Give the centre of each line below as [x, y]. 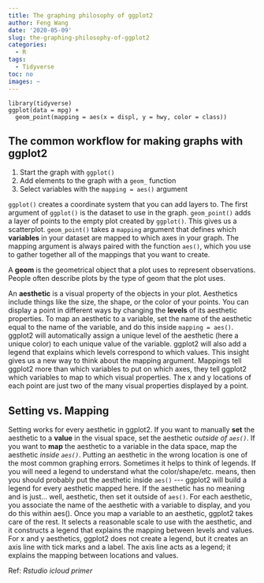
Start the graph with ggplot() [67, 172]
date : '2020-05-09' [40, 30]
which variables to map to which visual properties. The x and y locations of [130, 377]
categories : [28, 45]
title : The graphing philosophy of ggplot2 [81, 15]
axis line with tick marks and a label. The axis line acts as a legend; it [119, 547]
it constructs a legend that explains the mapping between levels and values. [131, 530]
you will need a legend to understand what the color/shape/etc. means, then [132, 472]
